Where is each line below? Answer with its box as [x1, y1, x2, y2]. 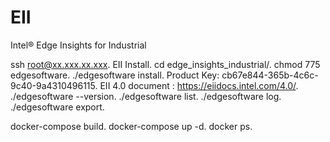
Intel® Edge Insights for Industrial [10, 39, 147, 51]
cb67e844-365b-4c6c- [221, 69, 319, 81]
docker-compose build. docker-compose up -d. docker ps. [10, 120, 253, 132]
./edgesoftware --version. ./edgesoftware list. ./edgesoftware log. [10, 90, 282, 102]
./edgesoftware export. [10, 101, 105, 113]
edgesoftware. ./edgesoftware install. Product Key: [10, 69, 220, 81]
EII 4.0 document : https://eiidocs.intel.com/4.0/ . [99, 79, 299, 91]
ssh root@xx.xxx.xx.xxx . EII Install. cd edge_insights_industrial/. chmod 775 [10, 58, 321, 70]
